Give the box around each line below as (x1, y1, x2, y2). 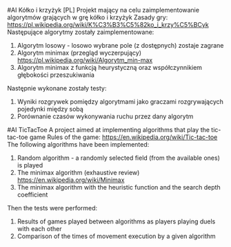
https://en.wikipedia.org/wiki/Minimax (17, 176, 125, 184)
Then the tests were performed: (7, 204, 98, 212)
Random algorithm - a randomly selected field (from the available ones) (17, 154, 221, 162)
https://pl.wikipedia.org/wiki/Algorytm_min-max (17, 56, 153, 64)
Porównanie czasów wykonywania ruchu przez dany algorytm (17, 112, 194, 120)
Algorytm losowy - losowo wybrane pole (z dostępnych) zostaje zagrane (17, 42, 224, 49)
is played (17, 161, 43, 169)
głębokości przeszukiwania (17, 71, 95, 79)
